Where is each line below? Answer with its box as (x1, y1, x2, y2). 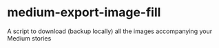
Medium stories (7, 34, 52, 42)
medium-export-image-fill (7, 5, 161, 20)
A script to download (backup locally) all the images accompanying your (7, 27, 212, 35)
